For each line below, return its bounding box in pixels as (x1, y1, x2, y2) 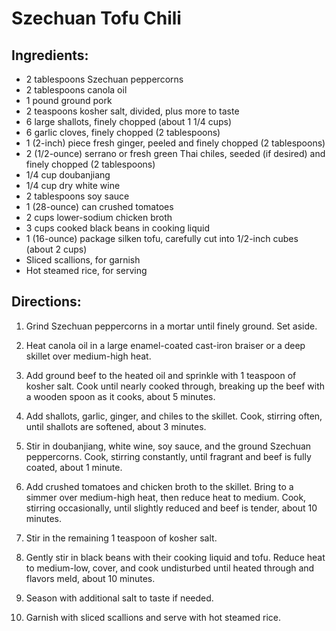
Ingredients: (11, 47, 89, 64)
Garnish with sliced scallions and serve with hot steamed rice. (25, 611, 282, 623)
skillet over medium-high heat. (25, 350, 152, 362)
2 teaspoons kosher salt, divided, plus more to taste (25, 105, 240, 117)
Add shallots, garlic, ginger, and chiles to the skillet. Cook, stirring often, (25, 410, 323, 422)
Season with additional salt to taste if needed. (25, 592, 214, 604)
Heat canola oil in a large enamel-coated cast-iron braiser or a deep (25, 339, 306, 351)
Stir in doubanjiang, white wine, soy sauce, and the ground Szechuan (25, 440, 312, 452)
